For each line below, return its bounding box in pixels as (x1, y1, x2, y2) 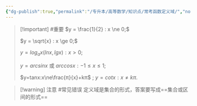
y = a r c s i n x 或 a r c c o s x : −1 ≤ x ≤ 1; (19, 62, 106, 69)
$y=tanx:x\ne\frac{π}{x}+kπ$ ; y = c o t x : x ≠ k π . (19, 74, 138, 81)
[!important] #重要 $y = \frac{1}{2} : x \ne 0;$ (19, 25, 130, 32)
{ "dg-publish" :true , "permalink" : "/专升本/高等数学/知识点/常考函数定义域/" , (5, 8, 183, 15)
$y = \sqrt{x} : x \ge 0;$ (19, 37, 78, 44)
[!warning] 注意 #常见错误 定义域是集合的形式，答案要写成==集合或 (19, 86, 183, 93)
